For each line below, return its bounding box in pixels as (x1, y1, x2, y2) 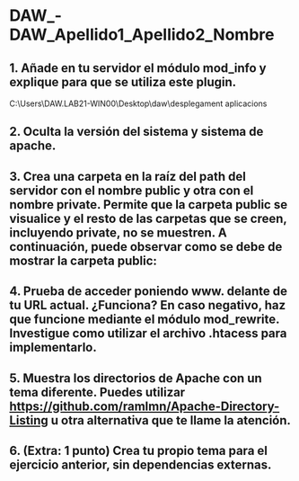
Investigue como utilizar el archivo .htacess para (9, 325, 287, 342)
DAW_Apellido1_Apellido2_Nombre (9, 24, 275, 45)
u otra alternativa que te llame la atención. (50, 413, 292, 428)
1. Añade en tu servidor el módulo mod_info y (9, 60, 267, 76)
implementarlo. (9, 340, 97, 355)
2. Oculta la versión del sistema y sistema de (9, 124, 264, 139)
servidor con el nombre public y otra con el (9, 183, 254, 198)
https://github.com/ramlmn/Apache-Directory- (9, 398, 280, 414)
